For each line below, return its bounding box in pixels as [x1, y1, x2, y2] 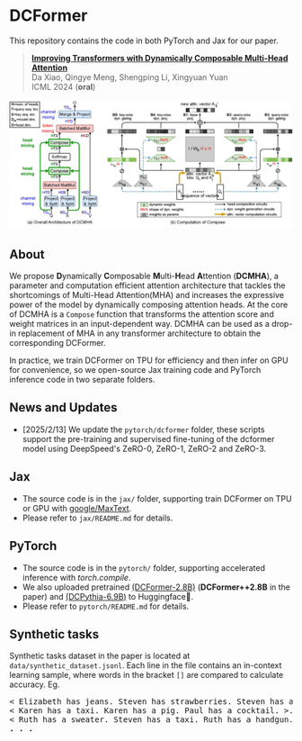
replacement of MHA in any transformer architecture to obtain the [17, 328, 262, 339]
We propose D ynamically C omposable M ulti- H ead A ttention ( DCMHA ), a [9, 271, 279, 282]
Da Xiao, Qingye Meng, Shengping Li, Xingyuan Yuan [31, 71, 228, 82]
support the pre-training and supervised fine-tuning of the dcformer [22, 433, 275, 444]
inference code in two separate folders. [9, 375, 155, 385]
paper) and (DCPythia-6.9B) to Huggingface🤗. [22, 591, 194, 601]
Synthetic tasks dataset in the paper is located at [9, 650, 191, 662]
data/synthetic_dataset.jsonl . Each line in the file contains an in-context [9, 660, 282, 671]
